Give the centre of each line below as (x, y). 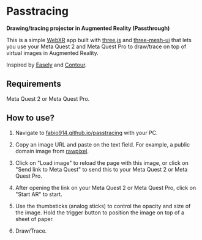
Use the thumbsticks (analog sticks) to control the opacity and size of (103, 206)
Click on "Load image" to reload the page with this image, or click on (102, 162)
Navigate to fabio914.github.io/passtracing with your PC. (86, 133)
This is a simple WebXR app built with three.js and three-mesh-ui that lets (99, 40)
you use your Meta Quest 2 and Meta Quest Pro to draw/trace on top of (96, 46)
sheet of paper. (34, 219)
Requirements (34, 84)
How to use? (31, 118)
